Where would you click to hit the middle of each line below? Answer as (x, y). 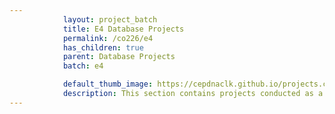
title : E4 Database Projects (123, 29)
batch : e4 (83, 66)
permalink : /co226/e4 (108, 38)
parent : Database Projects (119, 57)
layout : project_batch (110, 19)
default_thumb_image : (108, 84)
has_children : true (103, 47)
